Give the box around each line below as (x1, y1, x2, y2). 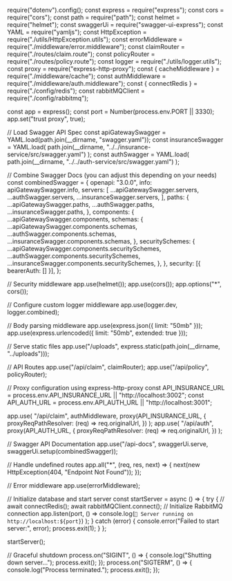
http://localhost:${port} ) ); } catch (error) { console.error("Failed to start (7, 517, 220, 525)
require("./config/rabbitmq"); (7, 94, 89, 102)
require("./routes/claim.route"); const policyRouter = (7, 50, 155, 58)
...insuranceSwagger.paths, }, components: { (7, 207, 135, 216)
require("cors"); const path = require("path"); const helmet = (7, 13, 181, 21)
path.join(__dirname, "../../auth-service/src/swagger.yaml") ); (7, 158, 180, 165)
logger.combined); (7, 308, 60, 316)
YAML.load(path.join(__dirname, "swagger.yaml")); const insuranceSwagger (7, 136, 224, 144)
